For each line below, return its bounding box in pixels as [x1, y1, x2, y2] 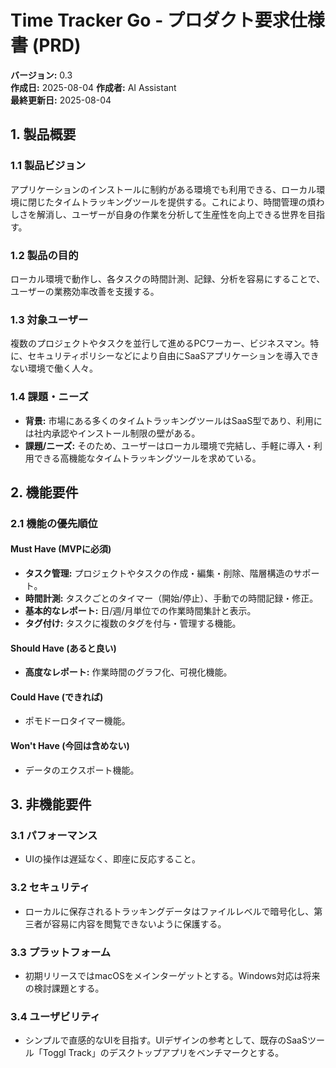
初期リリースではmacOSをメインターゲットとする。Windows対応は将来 [24, 969, 321, 981]
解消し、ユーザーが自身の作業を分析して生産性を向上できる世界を [36, 208, 308, 220]
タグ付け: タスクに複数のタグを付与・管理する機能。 [24, 617, 242, 630]
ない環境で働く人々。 [10, 362, 98, 375]
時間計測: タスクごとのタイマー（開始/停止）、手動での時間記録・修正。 [24, 592, 319, 605]
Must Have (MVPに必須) [10, 543, 112, 555]
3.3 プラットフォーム [10, 945, 112, 959]
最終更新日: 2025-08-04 [10, 94, 112, 106]
